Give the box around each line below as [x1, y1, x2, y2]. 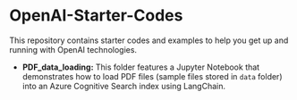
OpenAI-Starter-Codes [9, 5, 183, 26]
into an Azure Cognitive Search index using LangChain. [21, 80, 226, 91]
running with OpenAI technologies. [9, 44, 137, 54]
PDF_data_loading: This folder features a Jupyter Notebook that [21, 62, 260, 72]
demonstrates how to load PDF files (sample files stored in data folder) [21, 71, 283, 81]
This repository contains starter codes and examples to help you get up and [9, 35, 289, 46]
